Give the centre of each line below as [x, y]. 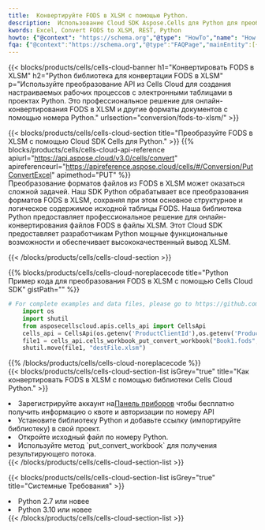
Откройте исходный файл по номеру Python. [93, 437]
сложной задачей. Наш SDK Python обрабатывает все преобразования [129, 192]
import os [39, 311]
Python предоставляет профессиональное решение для [103, 217]
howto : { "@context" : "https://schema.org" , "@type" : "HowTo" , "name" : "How [132, 38]
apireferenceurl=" [37, 167]
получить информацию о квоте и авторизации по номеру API [111, 412]
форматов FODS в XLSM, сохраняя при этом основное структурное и [125, 200]
